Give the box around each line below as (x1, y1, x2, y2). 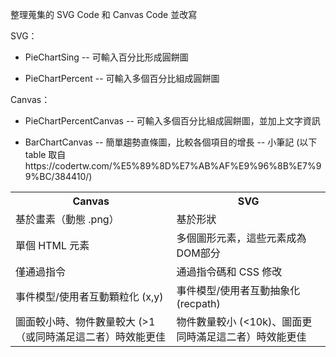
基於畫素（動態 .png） (15, 213, 120, 226)
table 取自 (24, 149, 67, 160)
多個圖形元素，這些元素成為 (176, 231, 307, 245)
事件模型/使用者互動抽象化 (176, 284, 301, 297)
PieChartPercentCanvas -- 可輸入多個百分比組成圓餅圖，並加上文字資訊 (24, 115, 321, 127)
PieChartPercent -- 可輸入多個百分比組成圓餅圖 (24, 73, 220, 84)
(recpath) (176, 297, 221, 310)
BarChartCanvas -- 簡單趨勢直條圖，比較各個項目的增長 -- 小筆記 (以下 (24, 136, 318, 148)
